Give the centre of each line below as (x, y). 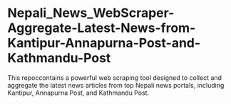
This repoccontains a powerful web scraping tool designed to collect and (115, 77)
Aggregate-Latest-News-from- (102, 28)
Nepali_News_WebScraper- (91, 13)
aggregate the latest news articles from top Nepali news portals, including (116, 85)
